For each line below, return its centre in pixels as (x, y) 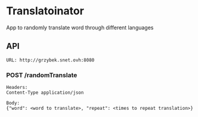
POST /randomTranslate (42, 75)
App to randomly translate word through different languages (80, 27)
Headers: (17, 88)
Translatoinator (45, 11)
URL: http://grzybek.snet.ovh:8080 (50, 60)
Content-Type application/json (45, 93)
